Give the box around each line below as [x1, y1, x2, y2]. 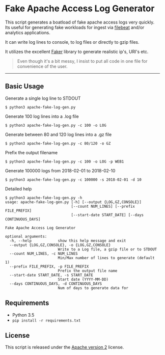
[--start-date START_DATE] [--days [71, 212, 144, 218]
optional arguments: [5, 234, 48, 239]
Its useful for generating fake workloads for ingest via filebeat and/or [5, 24, 145, 30]
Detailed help [5, 186, 32, 191]
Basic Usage [5, 82, 44, 91]
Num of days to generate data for [57, 285, 129, 290]
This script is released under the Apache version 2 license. [5, 344, 124, 350]
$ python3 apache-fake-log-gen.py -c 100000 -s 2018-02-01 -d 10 [5, 177, 141, 182]
